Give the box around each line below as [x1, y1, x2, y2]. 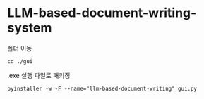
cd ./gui [7, 58, 33, 65]
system [7, 20, 52, 36]
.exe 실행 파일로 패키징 [7, 71, 71, 79]
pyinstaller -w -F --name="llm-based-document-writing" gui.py [7, 85, 198, 92]
